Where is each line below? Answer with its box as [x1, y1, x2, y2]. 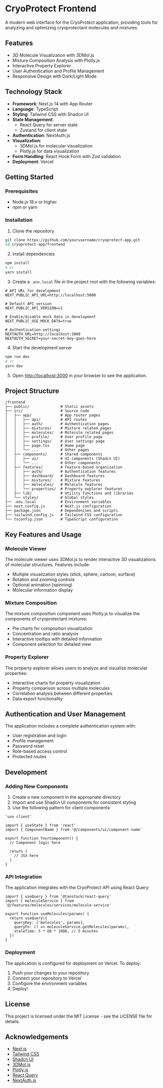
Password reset [12, 743, 44, 749]
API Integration [5, 874, 42, 881]
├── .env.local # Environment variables [5, 500, 112, 505]
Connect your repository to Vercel [12, 975, 81, 981]
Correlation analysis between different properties [12, 690, 113, 696]
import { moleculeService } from [5, 898, 74, 904]
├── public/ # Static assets [5, 404, 94, 409]
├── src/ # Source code [5, 409, 90, 414]
